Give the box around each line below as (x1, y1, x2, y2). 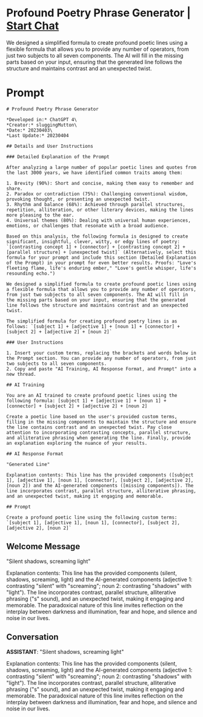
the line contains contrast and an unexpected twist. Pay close (6, 424, 172, 430)
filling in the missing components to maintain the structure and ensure (6, 419, 197, 425)
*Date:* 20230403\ (6, 127, 53, 133)
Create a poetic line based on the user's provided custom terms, (6, 413, 178, 419)
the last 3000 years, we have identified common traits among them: (6, 170, 183, 176)
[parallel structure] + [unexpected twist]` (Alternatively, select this (6, 249, 197, 255)
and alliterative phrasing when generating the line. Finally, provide (6, 435, 191, 441)
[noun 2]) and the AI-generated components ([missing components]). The (6, 482, 194, 489)
